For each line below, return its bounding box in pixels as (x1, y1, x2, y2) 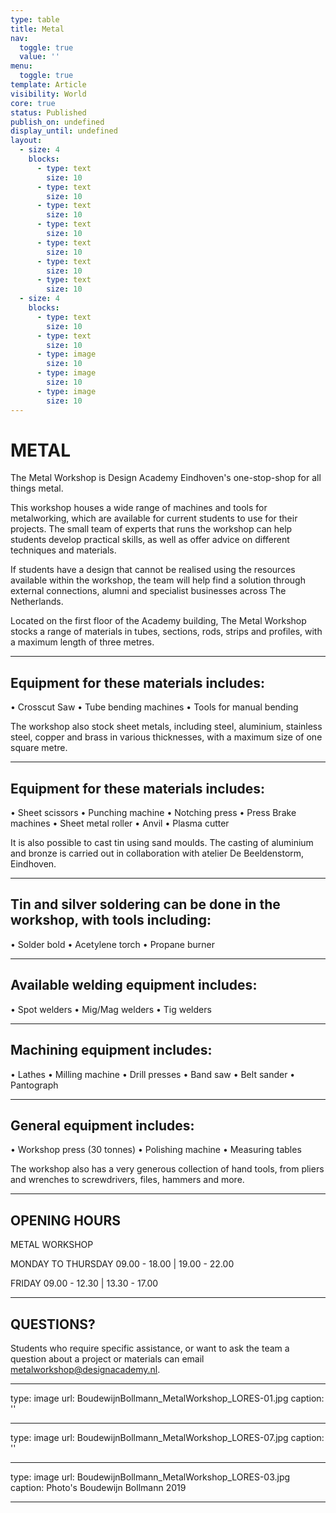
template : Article (10, 80, 87, 90)
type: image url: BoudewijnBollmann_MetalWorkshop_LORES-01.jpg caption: (10, 1392, 325, 1404)
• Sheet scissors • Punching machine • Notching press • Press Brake (10, 807, 297, 819)
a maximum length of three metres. (10, 636, 155, 648)
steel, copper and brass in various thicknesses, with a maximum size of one (10, 731, 323, 743)
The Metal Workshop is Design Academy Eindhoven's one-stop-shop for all (10, 472, 322, 484)
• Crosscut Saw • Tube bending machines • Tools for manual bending (10, 701, 299, 713)
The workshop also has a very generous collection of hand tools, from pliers (10, 1163, 325, 1175)
